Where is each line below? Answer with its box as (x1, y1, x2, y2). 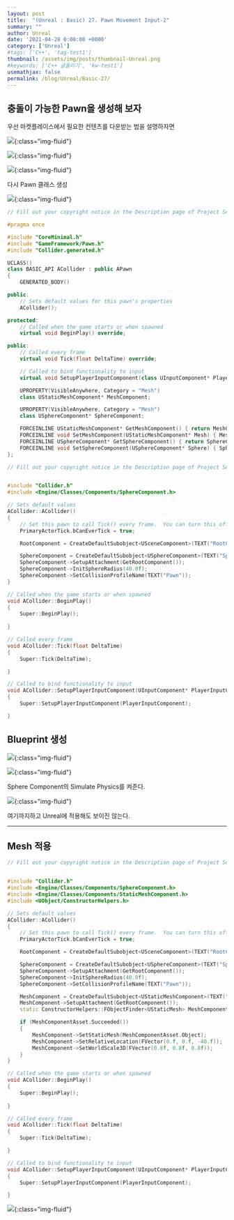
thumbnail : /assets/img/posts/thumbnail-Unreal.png (7, 56, 160, 63)
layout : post (7, 10, 45, 17)
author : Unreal (7, 29, 52, 37)
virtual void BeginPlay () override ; (19, 330, 127, 337)
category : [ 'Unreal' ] (7, 43, 70, 49)
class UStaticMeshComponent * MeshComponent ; (19, 393, 151, 401)
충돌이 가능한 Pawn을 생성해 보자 (7, 102, 142, 114)
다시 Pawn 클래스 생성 (7, 181, 68, 189)
